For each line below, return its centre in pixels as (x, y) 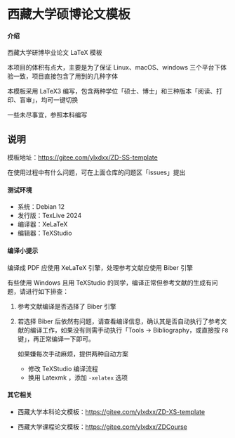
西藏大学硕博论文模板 (69, 14)
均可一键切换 (60, 100)
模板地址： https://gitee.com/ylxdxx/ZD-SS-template (82, 157)
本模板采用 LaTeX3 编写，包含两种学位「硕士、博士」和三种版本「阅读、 (112, 91)
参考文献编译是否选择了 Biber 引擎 (67, 306)
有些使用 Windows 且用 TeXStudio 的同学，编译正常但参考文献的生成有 (110, 283)
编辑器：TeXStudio (45, 233)
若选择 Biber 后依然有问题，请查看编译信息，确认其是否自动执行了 (113, 321)
